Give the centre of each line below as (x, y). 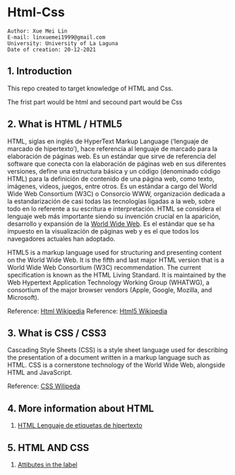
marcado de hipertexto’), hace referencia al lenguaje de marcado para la (112, 148)
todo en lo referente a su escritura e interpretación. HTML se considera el (114, 208)
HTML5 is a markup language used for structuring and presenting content (115, 252)
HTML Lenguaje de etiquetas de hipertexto (80, 426)
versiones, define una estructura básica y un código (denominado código (114, 171)
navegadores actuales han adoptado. (61, 239)
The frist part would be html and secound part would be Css (95, 102)
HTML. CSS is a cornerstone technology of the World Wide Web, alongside (116, 365)
